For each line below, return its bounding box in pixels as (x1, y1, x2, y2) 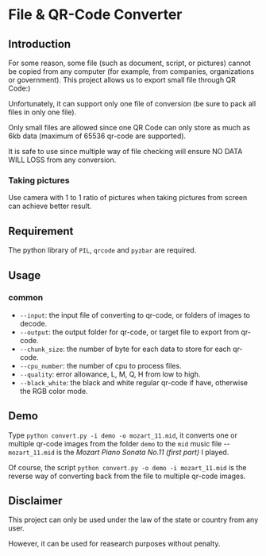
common (8, 292, 44, 303)
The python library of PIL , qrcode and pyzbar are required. (8, 245, 197, 255)
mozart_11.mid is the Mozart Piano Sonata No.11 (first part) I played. (8, 447, 229, 457)
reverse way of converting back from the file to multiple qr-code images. (8, 471, 246, 481)
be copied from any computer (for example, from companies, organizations (8, 67, 255, 76)
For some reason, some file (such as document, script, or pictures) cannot (8, 58, 252, 68)
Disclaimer (8, 494, 63, 508)
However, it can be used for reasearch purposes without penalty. (8, 539, 221, 549)
